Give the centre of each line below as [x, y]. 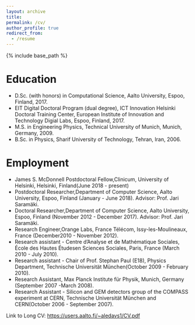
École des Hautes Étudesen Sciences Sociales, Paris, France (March [97, 248]
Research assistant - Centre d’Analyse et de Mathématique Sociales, [97, 242]
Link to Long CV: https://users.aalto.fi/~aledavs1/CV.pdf [73, 316]
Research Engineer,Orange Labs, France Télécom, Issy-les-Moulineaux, [101, 229]
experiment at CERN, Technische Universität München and [85, 298]
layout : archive [26, 11]
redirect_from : [25, 33]
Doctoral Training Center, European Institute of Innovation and [89, 114]
